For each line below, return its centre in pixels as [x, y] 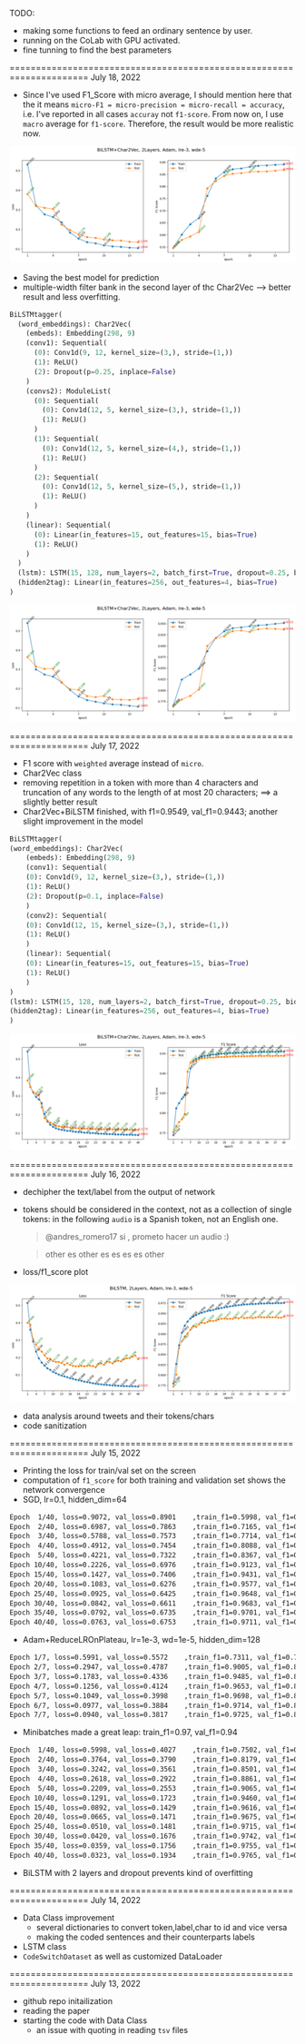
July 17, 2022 [115, 746]
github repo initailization [68, 2000]
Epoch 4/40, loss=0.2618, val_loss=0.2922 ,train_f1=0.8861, [135, 1779]
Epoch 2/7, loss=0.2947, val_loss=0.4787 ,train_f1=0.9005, [132, 1667]
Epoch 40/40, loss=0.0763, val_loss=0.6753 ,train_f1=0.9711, [135, 1623]
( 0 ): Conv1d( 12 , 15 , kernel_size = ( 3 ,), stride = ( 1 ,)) [128, 925]
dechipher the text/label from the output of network [119, 1191]
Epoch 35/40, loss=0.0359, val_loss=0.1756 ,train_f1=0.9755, [135, 1846]
